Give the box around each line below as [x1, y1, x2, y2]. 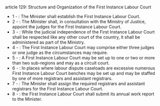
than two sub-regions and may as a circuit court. [12, 60, 110, 66]
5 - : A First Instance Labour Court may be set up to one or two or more [12, 55, 155, 60]
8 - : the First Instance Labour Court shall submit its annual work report [12, 91, 155, 97]
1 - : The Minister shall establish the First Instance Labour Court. [12, 14, 141, 19]
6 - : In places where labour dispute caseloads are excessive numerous [12, 65, 156, 71]
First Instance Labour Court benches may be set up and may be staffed [12, 71, 156, 76]
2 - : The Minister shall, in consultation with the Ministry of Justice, [12, 19, 146, 24]
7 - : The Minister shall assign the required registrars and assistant [12, 81, 145, 87]
